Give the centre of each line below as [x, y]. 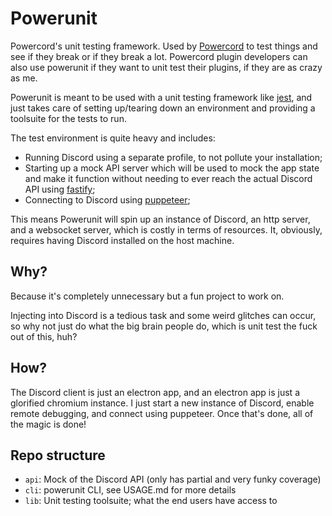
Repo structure [58, 455]
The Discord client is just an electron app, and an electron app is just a [155, 392]
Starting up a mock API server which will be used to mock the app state [172, 168]
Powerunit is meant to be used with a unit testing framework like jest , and [161, 97]
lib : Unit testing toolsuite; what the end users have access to [151, 501]
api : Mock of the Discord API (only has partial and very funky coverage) [173, 479]
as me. [24, 78]
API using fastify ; [60, 189]
